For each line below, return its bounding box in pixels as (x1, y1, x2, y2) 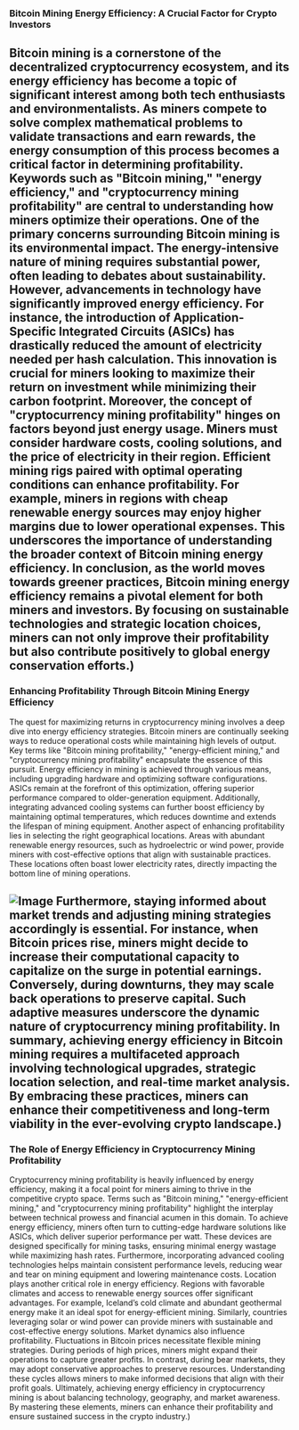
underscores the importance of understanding (9, 533, 273, 548)
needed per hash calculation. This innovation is (9, 352, 278, 367)
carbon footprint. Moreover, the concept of (9, 394, 253, 409)
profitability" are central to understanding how (9, 199, 274, 214)
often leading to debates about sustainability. (9, 268, 266, 283)
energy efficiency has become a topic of (9, 74, 238, 89)
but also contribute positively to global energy (9, 644, 271, 659)
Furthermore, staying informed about (56, 894, 267, 909)
